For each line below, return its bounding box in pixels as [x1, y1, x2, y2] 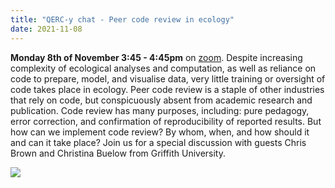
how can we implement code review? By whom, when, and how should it [10, 126, 310, 138]
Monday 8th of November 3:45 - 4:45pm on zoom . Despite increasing [10, 51, 303, 63]
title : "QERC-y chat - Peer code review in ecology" [10, 14, 235, 25]
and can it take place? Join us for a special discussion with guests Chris [10, 136, 307, 148]
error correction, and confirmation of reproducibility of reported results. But [10, 115, 322, 127]
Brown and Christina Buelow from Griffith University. [10, 147, 226, 159]
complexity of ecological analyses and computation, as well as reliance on [10, 62, 317, 74]
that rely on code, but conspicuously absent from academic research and [10, 94, 313, 106]
